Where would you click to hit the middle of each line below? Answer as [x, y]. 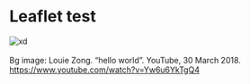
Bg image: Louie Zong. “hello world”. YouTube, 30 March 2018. [125, 60]
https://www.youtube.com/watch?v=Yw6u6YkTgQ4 [105, 70]
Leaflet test [53, 17]
